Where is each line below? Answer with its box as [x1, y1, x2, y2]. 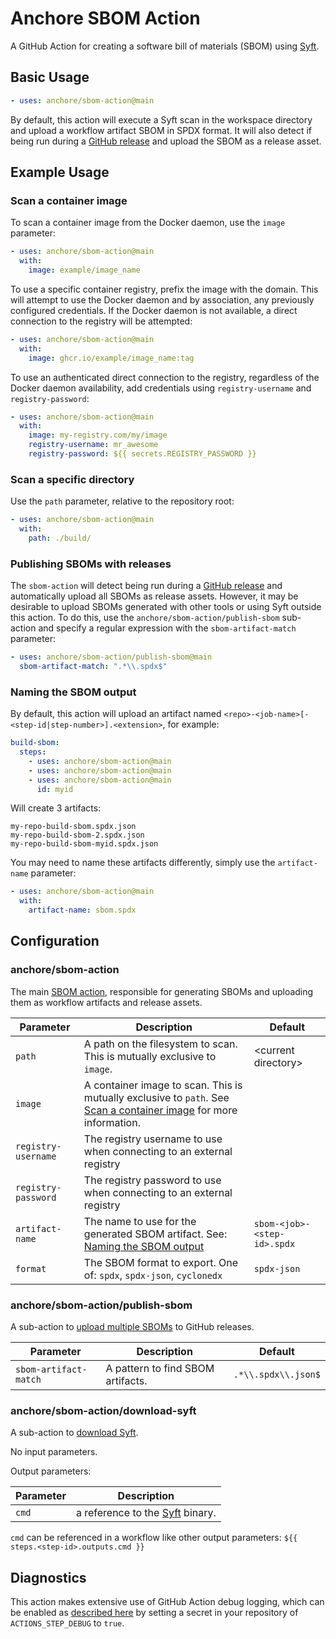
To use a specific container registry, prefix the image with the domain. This [10, 283, 319, 295]
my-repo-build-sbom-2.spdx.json [10, 830, 145, 841]
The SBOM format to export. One [83, 1255, 239, 1269]
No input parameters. [10, 1446, 98, 1458]
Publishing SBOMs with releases [10, 557, 172, 571]
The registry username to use [83, 1132, 223, 1146]
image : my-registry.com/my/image [28, 430, 168, 441]
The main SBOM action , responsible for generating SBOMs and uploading [10, 985, 314, 997]
